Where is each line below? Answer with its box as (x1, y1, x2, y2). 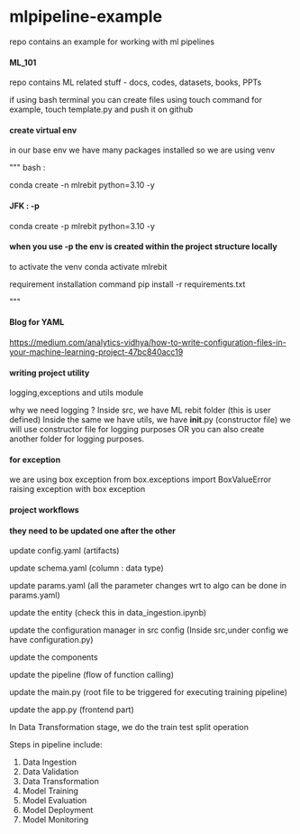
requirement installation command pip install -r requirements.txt (9, 278, 246, 290)
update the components (9, 652, 98, 663)
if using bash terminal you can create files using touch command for (9, 95, 263, 106)
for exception (9, 454, 61, 465)
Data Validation (22, 766, 79, 777)
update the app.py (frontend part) (9, 704, 135, 715)
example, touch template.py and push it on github (9, 104, 194, 115)
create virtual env (9, 125, 77, 135)
